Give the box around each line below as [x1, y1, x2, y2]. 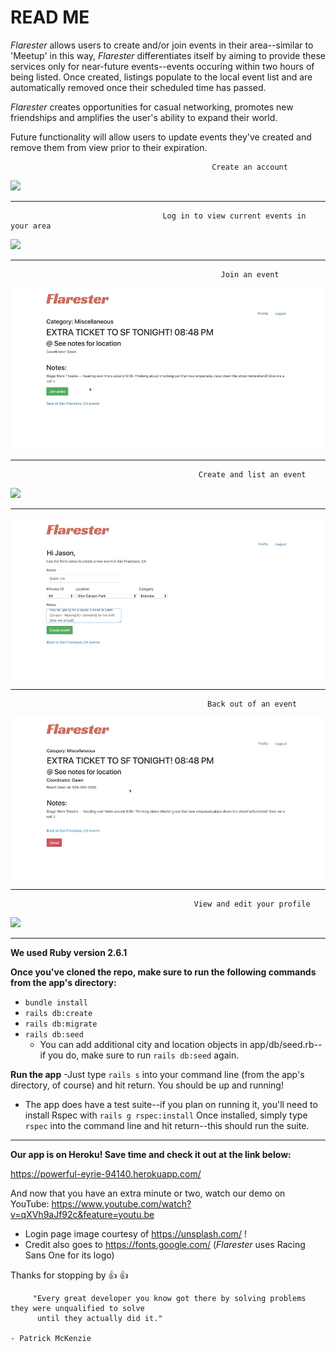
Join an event [220, 269, 280, 280]
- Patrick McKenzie [10, 1333, 92, 1343]
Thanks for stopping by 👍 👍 [10, 1269, 129, 1281]
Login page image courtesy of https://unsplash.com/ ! [24, 1227, 247, 1240]
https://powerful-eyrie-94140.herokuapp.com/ [10, 1167, 202, 1180]
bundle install [24, 997, 89, 1008]
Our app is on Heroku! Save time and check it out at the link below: [10, 1148, 292, 1160]
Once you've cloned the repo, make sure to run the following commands [10, 966, 317, 978]
